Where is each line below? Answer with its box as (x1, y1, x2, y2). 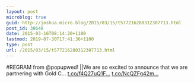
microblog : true (6, 14, 46, 20)
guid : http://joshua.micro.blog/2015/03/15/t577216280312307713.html (6, 20, 182, 25)
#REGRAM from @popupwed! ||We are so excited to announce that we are (6, 63, 188, 71)
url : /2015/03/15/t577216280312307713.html (6, 47, 116, 53)
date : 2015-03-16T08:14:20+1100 (6, 31, 86, 37)
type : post (6, 42, 33, 48)
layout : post (6, 8, 39, 15)
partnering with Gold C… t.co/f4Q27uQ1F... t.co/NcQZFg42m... (6, 69, 159, 77)
